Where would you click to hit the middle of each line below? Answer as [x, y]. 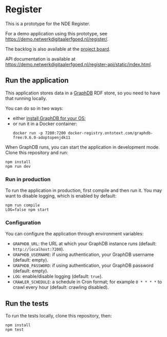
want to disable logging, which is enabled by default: [61, 196]
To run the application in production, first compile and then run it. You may [84, 190]
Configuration [23, 223]
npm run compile [23, 205]
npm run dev [18, 166]
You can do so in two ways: [34, 108]
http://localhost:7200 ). [38, 249]
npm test [15, 330]
